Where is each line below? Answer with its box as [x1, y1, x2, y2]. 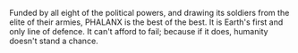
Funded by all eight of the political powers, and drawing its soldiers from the [9, 8, 290, 18]
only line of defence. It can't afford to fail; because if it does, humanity [9, 26, 268, 36]
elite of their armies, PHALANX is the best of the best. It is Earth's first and [9, 17, 284, 27]
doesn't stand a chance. [9, 35, 98, 46]
